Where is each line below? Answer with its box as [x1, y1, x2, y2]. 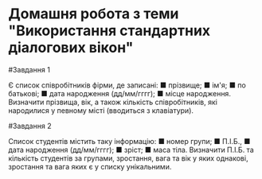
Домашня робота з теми [8, 5, 179, 23]
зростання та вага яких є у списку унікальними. [8, 161, 172, 171]
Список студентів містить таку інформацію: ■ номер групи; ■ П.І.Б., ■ [8, 136, 251, 146]
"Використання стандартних [8, 21, 211, 40]
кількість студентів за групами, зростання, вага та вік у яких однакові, [8, 153, 248, 163]
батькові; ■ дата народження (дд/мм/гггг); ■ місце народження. [8, 88, 231, 98]
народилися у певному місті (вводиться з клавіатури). [8, 105, 194, 115]
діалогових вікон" [8, 39, 134, 56]
